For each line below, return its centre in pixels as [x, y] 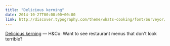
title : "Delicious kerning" [35, 10]
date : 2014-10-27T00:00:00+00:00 [40, 15]
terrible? [14, 39]
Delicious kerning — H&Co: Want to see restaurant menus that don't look [81, 34]
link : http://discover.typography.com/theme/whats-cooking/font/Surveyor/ [86, 19]
